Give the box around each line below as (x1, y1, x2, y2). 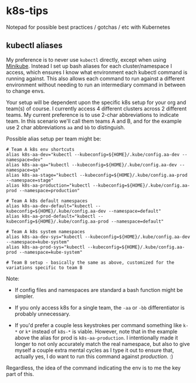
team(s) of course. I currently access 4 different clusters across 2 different (6, 105, 187, 112)
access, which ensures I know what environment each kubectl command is (6, 69, 188, 76)
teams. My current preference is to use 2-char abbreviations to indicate (6, 111, 179, 118)
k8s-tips (6, 4, 49, 18)
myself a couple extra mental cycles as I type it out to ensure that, (14, 347, 174, 354)
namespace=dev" (6, 157, 43, 163)
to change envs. (6, 87, 45, 95)
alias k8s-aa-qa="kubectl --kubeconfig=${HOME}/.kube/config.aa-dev (6, 162, 177, 168)
